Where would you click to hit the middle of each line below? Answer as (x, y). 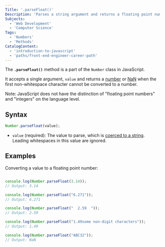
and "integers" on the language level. (43, 99)
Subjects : (15, 19)
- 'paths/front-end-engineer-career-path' (54, 55)
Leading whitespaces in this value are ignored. (59, 141)
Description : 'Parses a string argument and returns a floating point (79, 14)
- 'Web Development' (30, 23)
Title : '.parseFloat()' (29, 10)
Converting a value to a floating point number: (52, 168)
